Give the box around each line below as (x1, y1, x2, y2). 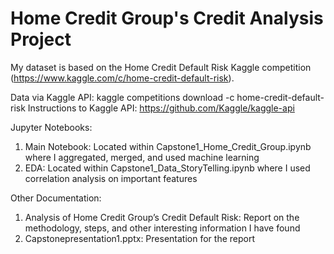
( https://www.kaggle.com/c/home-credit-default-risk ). (10, 72, 235, 84)
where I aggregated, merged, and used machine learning (24, 151, 260, 163)
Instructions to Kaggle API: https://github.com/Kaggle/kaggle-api (27, 102, 295, 114)
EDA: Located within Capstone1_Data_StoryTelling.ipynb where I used (24, 162, 311, 174)
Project (10, 28, 72, 51)
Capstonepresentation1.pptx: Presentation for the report (24, 232, 255, 244)
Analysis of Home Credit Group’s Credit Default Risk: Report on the (24, 211, 300, 223)
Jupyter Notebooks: (10, 121, 93, 133)
